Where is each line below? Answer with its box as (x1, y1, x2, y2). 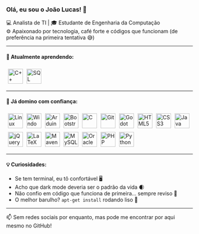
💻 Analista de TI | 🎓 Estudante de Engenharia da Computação (6, 19, 161, 26)
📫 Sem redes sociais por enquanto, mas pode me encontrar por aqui (6, 213, 175, 220)
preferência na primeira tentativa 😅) (6, 34, 95, 41)
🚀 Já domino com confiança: (6, 98, 78, 105)
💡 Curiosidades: (6, 161, 47, 168)
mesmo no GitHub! (6, 222, 52, 229)
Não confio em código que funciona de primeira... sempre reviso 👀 (14, 189, 178, 197)
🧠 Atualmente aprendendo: (6, 53, 74, 60)
